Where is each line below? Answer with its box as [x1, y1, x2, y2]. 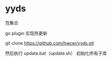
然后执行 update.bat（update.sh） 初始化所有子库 [5, 50, 107, 56]
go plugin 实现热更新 [5, 30, 48, 36]
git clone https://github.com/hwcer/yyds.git [5, 40, 95, 46]
